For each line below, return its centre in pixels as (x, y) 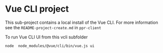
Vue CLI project (37, 9)
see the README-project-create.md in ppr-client (53, 27)
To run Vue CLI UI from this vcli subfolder (46, 37)
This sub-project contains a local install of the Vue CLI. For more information (81, 22)
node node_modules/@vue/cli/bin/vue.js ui (50, 46)
